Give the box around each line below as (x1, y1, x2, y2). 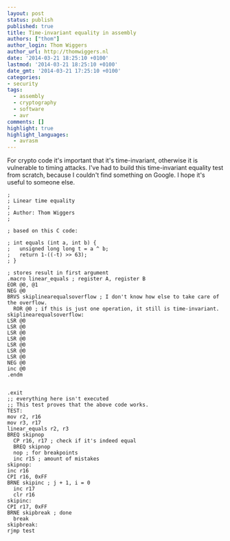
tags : (7, 86, 23, 93)
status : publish (7, 16, 54, 23)
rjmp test (7, 527, 36, 535)
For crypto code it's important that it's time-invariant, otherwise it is (7, 156, 198, 165)
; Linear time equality (7, 197, 76, 204)
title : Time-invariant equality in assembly (7, 29, 137, 36)
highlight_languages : (7, 131, 69, 138)
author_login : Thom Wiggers (7, 42, 88, 49)
